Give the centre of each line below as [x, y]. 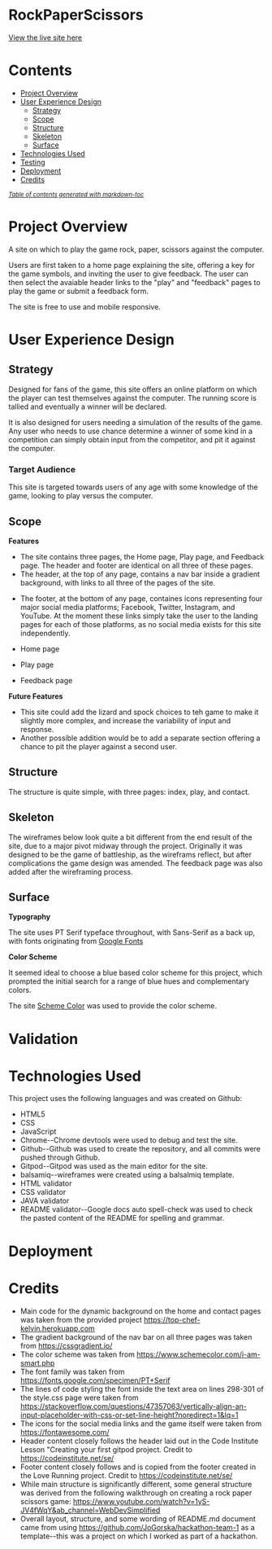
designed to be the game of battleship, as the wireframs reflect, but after [130, 854]
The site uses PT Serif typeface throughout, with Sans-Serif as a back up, [132, 932]
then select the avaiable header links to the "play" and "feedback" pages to [135, 282]
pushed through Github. [60, 1157]
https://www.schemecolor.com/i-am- [199, 1354]
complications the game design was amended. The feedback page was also [136, 863]
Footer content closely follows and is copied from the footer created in [138, 1467]
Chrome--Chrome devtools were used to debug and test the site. [129, 1140]
